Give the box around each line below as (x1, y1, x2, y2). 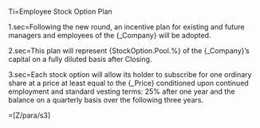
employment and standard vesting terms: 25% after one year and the (8, 87, 235, 96)
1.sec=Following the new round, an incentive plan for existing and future (8, 22, 245, 31)
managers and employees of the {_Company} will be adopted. (8, 31, 211, 40)
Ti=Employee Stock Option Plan (8, 7, 113, 16)
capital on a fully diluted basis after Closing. (8, 55, 152, 64)
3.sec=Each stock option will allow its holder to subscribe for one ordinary (8, 70, 252, 79)
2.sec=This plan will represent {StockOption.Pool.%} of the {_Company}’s (8, 46, 250, 55)
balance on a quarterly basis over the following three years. (8, 95, 204, 104)
